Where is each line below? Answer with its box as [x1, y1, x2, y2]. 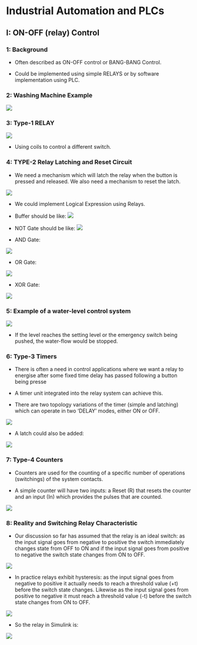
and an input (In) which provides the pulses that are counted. [14, 493, 163, 500]
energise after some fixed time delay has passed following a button [14, 372, 178, 379]
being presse [14, 378, 47, 385]
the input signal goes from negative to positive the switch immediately [14, 538, 185, 545]
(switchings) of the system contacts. [14, 475, 103, 482]
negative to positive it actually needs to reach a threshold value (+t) [14, 579, 178, 587]
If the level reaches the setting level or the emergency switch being [14, 332, 178, 339]
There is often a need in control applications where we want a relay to [14, 366, 184, 373]
